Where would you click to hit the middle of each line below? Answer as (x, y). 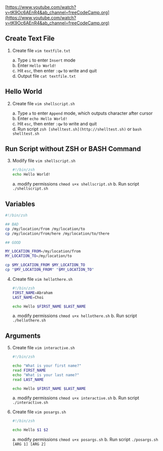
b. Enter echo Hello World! (40, 118)
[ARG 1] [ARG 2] (29, 444)
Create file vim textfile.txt (41, 50)
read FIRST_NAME (29, 370)
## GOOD (13, 243)
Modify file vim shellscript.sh (44, 161)
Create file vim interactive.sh (44, 348)
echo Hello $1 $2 (30, 430)
